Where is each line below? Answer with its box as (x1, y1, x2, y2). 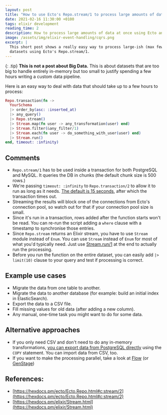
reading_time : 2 (5, 26, 39, 31)
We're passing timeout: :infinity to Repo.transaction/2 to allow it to (12, 183, 156, 189)
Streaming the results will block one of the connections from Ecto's (12, 199, 150, 205)
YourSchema (9, 103, 32, 108)
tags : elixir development (5, 21, 59, 26)
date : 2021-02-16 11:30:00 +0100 (5, 16, 75, 21)
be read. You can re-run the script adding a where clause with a (12, 220, 142, 226)
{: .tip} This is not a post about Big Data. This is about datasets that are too (5, 63, 160, 69)
